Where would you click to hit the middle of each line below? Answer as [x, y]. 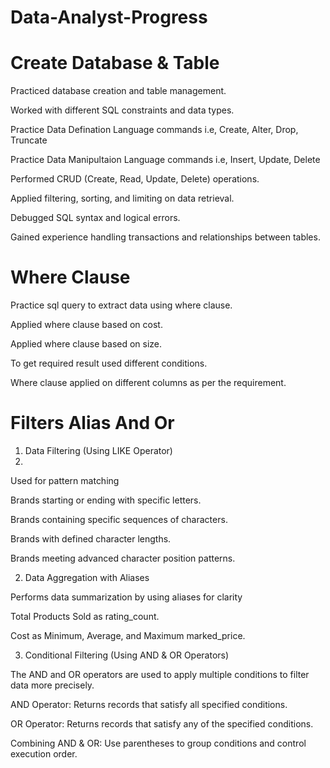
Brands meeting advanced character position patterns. [123, 558]
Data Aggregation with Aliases [87, 577]
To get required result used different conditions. [109, 363]
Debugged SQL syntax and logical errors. [95, 218]
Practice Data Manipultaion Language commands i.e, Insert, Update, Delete [165, 160]
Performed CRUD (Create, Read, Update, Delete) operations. [135, 179]
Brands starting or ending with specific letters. [106, 500]
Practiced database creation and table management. [118, 91]
